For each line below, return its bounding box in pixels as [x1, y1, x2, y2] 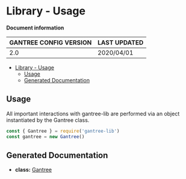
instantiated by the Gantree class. [6, 116, 90, 124]
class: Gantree [14, 166, 52, 174]
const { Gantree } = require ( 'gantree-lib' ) [6, 128, 120, 134]
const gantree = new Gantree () [6, 133, 85, 139]
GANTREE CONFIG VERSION [9, 38, 92, 46]
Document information [6, 24, 64, 31]
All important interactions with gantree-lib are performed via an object [6, 110, 180, 117]
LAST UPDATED [97, 38, 144, 46]
